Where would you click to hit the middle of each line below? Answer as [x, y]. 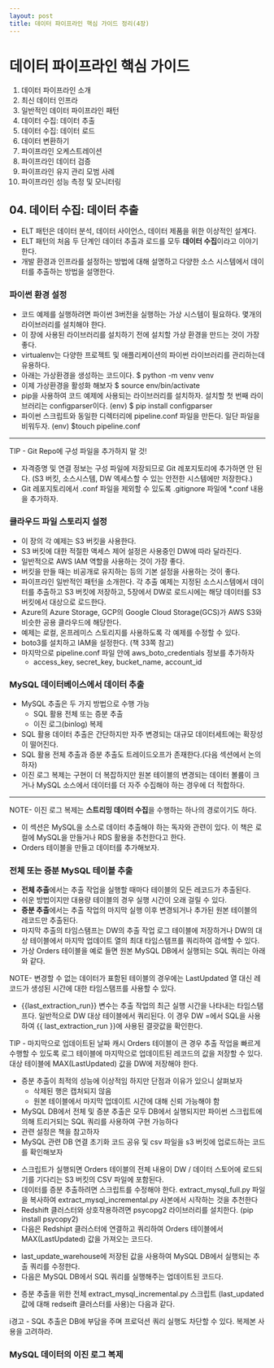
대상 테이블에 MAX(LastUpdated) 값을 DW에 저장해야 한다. [104, 1064]
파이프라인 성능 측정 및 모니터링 [71, 182]
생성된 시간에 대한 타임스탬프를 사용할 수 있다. [103, 988]
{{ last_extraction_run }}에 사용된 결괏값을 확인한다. [120, 1026]
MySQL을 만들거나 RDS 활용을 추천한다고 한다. [111, 838]
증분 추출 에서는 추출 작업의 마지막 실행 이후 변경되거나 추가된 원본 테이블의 [139, 910]
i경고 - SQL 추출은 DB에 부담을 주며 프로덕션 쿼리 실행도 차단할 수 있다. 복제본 [133, 1322]
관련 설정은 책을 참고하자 [60, 1132]
